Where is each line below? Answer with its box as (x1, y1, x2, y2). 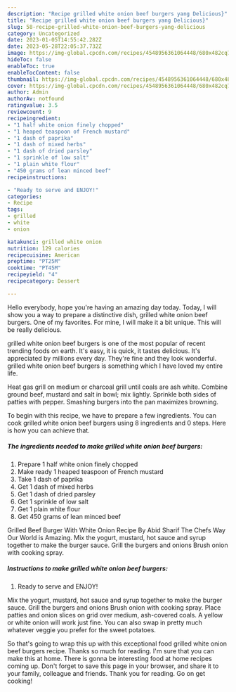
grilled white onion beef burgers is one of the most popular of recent (7, 339, 206, 347)
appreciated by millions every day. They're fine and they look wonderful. (7, 354, 217, 362)
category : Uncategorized (7, 30, 80, 37)
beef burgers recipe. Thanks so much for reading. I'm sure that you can (7, 646, 214, 655)
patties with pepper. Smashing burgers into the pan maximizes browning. (7, 397, 219, 406)
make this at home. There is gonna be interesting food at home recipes (7, 654, 212, 662)
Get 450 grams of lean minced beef (17, 512, 122, 520)
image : (7, 50, 27, 57)
